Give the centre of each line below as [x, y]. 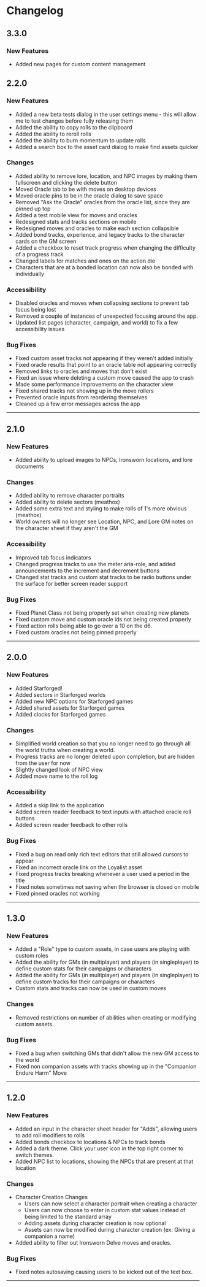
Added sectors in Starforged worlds [60, 694]
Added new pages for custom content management [80, 64]
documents [29, 466]
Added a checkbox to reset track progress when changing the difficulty [105, 248]
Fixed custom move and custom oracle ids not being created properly [103, 620]
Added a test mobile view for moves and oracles [76, 215]
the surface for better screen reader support [71, 583]
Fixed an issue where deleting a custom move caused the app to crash [105, 378]
